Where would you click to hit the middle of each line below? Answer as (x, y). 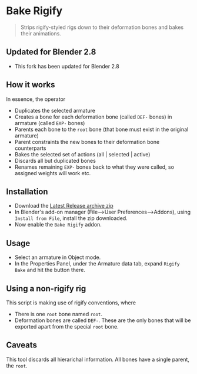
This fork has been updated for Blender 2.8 (67, 66)
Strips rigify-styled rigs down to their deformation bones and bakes (102, 27)
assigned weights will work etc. (53, 173)
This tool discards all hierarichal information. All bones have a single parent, (98, 359)
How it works (31, 85)
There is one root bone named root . (59, 314)
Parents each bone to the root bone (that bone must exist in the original (101, 129)
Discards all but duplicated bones (55, 160)
